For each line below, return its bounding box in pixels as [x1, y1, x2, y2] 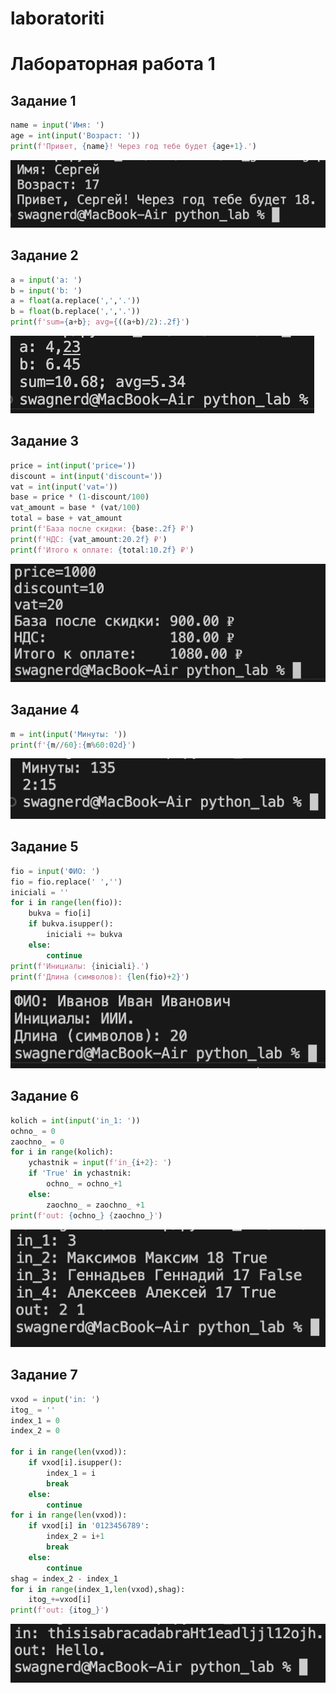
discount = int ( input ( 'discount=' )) [10, 471, 163, 481]
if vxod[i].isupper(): [28, 1458, 123, 1468]
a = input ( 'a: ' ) [10, 275, 83, 285]
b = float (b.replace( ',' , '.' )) [10, 307, 141, 317]
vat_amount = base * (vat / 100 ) [10, 503, 141, 513]
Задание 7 [10, 1367, 78, 1384]
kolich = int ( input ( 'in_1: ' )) [10, 1115, 141, 1126]
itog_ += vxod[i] [28, 1595, 92, 1605]
